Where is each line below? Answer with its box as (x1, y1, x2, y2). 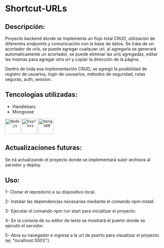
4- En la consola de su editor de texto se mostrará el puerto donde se (5, 218, 145, 223)
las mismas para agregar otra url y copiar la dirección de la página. (5, 56, 140, 62)
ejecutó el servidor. (5, 223, 44, 229)
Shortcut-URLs (5, 3, 68, 14)
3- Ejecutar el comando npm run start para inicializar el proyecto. (5, 208, 137, 214)
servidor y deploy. (5, 162, 42, 167)
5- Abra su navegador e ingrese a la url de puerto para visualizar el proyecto (5, 232, 159, 238)
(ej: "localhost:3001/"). (5, 238, 50, 244)
